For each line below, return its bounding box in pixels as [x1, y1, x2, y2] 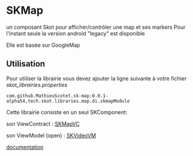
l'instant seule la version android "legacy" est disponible [6, 29, 145, 37]
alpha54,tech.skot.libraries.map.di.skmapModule [6, 98, 130, 104]
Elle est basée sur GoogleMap [6, 41, 80, 49]
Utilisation [6, 59, 46, 69]
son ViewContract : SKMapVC [6, 120, 80, 127]
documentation [6, 143, 44, 151]
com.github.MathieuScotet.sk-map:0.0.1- [6, 92, 109, 99]
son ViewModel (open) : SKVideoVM [6, 131, 96, 139]
